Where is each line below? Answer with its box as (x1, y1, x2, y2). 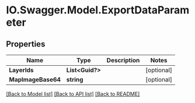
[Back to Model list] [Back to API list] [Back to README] (6, 91, 140, 97)
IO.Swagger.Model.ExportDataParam (6, 3, 190, 17)
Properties (6, 39, 46, 49)
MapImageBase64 (9, 76, 61, 83)
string (66, 76, 83, 83)
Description (106, 56, 140, 64)
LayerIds (9, 66, 34, 74)
